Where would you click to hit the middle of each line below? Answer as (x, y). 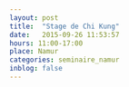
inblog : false (36, 69)
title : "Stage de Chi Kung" (64, 26)
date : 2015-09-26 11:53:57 (64, 34)
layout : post (34, 18)
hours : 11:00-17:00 (46, 43)
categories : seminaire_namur (64, 60)
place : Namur (34, 52)
